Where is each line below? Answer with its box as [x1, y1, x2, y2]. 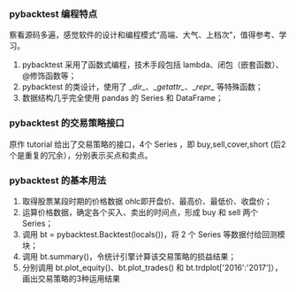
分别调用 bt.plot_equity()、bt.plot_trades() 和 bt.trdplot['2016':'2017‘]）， [21, 262, 283, 273]
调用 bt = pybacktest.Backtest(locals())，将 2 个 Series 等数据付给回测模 [21, 228, 285, 240]
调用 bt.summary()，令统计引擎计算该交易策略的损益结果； [21, 250, 237, 262]
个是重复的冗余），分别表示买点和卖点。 [9, 150, 153, 160]
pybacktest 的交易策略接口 [9, 117, 125, 129]
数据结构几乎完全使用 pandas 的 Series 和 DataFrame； [21, 93, 224, 104]
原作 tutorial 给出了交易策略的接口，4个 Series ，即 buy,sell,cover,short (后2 [9, 139, 286, 150]
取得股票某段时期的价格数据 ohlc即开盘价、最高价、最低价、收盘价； [21, 196, 272, 206]
